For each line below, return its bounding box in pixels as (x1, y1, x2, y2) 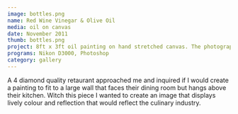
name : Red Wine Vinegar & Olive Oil (7, 17, 115, 24)
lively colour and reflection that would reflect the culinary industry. (7, 98, 201, 107)
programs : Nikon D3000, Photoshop (7, 50, 110, 57)
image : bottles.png (7, 10, 65, 18)
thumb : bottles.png (7, 37, 65, 44)
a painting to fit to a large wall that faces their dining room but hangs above (7, 83, 227, 92)
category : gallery (7, 57, 62, 64)
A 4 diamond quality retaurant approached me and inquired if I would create (7, 76, 229, 84)
